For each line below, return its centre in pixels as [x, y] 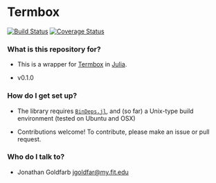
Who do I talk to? [36, 157]
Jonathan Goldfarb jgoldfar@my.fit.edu [73, 172]
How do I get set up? [42, 96]
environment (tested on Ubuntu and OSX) [76, 118]
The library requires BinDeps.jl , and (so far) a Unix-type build [105, 111]
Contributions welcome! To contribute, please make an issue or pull [113, 132]
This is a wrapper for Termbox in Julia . [72, 64]
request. [29, 139]
